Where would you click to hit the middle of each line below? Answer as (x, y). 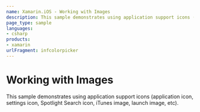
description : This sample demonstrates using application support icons (98, 17)
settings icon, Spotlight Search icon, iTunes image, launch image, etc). (92, 102)
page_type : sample (29, 23)
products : (18, 39)
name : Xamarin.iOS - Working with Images (58, 12)
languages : (20, 28)
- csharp (17, 34)
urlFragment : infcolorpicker (42, 51)
